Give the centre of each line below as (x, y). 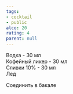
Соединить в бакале (31, 85)
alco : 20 (17, 28)
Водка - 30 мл (24, 55)
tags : (12, 11)
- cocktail (19, 17)
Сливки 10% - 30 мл (31, 67)
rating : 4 (18, 33)
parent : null (22, 39)
